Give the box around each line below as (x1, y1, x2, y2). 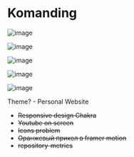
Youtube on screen (17, 119, 74, 127)
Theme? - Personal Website (7, 97, 89, 106)
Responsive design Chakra (17, 111, 97, 119)
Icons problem (17, 126, 61, 134)
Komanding (7, 5, 77, 21)
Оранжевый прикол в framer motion (17, 134, 127, 142)
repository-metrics (17, 141, 73, 150)
